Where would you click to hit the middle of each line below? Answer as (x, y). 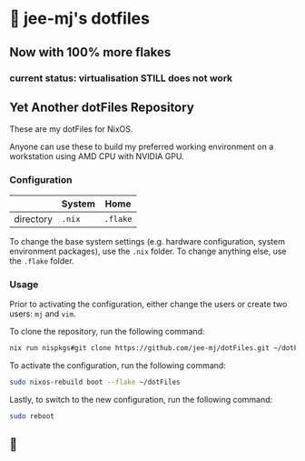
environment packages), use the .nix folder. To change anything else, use (148, 251)
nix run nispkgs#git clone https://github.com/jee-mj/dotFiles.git (140, 348)
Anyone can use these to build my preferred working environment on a (142, 147)
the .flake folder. (42, 261)
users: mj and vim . (43, 314)
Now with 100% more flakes (90, 52)
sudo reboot (32, 416)
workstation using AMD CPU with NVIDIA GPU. (97, 156)
